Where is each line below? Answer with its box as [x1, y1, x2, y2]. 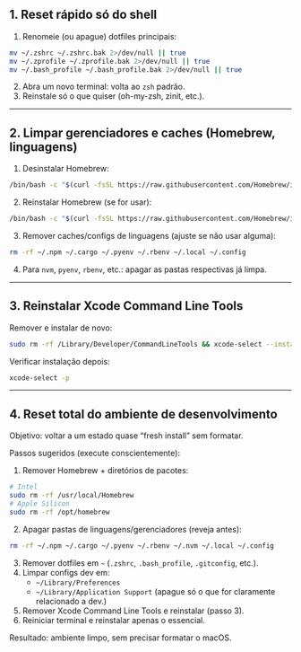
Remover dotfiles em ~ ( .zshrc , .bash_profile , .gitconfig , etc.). [21, 557, 259, 568]
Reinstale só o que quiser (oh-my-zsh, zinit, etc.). [21, 91, 205, 101]
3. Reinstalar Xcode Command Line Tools [9, 298, 244, 313]
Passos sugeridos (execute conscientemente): [9, 448, 181, 459]
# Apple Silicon [9, 499, 70, 508]
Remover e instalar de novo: [9, 322, 113, 333]
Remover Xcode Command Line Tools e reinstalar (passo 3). [21, 605, 245, 616]
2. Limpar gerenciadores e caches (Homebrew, [9, 125, 276, 140]
